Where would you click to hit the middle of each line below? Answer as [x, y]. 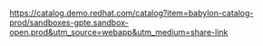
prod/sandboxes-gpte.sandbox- [69, 23]
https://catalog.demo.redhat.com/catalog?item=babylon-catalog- [131, 13]
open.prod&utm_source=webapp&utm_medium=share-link [119, 32]
